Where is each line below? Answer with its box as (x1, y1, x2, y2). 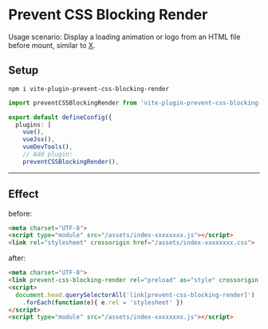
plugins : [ (15, 121, 52, 129)
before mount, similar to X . (8, 40, 96, 50)
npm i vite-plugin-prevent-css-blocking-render (8, 85, 170, 93)
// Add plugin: (22, 150, 73, 158)
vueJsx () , (22, 136, 56, 144)
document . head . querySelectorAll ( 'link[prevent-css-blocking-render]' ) (15, 291, 255, 299)
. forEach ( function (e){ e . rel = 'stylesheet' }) (22, 298, 183, 307)
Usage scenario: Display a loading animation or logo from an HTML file (8, 32, 241, 42)
